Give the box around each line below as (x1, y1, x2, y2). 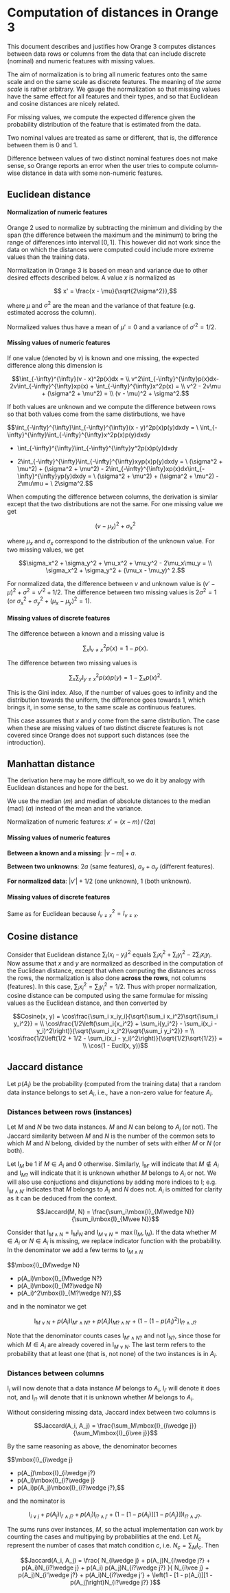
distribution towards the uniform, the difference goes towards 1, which (7, 696, 206, 704)
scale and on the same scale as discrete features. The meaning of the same (7, 77, 222, 85)
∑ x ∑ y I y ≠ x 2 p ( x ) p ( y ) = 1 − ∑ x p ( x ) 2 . (68, 672, 163, 683)
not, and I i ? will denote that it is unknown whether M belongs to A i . (7, 1393, 194, 1403)
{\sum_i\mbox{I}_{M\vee (71, 1214, 141, 1223)
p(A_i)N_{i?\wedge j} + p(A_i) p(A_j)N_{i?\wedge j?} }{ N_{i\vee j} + (21, 1563, 209, 1572)
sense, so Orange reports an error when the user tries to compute (7, 161, 194, 169)
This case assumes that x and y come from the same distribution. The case (7, 716, 220, 725)
